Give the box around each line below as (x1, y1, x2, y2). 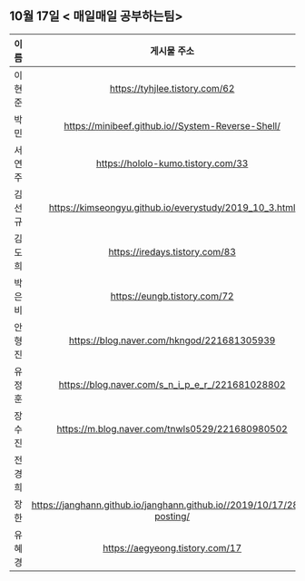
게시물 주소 (149, 44, 195, 57)
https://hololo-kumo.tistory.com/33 (95, 157, 249, 170)
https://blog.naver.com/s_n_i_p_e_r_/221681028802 (58, 378, 286, 390)
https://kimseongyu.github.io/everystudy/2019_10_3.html (48, 201, 296, 213)
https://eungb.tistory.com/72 (110, 290, 234, 302)
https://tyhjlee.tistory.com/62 (109, 82, 235, 94)
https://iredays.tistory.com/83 (108, 245, 236, 258)
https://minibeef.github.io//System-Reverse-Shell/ (64, 119, 281, 132)
